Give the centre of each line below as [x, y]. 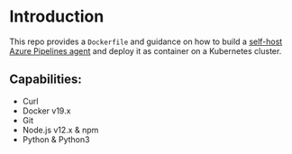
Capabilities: [46, 80]
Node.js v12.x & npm [60, 130]
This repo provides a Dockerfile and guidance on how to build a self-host [146, 41]
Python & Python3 [56, 139]
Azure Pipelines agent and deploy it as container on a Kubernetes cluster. [146, 50]
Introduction [57, 17]
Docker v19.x [46, 111]
